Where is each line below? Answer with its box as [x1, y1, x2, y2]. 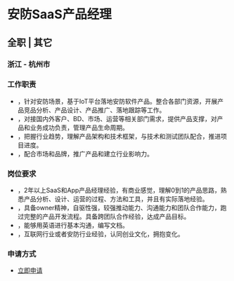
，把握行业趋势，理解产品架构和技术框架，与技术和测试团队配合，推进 [17, 132, 221, 140]
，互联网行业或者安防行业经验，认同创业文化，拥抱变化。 [17, 230, 184, 238]
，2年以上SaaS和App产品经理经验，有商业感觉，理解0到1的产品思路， [17, 186, 221, 195]
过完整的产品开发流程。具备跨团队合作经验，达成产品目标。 [17, 212, 190, 221]
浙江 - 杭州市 [7, 59, 51, 69]
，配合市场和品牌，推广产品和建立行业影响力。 [17, 149, 153, 158]
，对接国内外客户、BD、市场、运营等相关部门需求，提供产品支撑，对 [17, 114, 218, 123]
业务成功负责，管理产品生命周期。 [30, 123, 129, 132]
